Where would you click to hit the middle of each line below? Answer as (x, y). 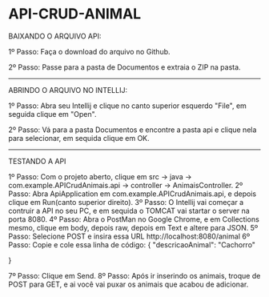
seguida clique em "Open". (52, 114)
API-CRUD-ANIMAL (75, 14)
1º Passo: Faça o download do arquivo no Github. (89, 51)
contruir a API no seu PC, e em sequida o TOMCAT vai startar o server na (129, 211)
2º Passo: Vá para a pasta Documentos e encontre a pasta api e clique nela (132, 130)
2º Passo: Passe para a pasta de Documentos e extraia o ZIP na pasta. (125, 67)
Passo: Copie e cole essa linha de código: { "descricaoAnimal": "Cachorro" (132, 244)
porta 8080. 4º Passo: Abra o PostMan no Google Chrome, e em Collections (134, 219)
